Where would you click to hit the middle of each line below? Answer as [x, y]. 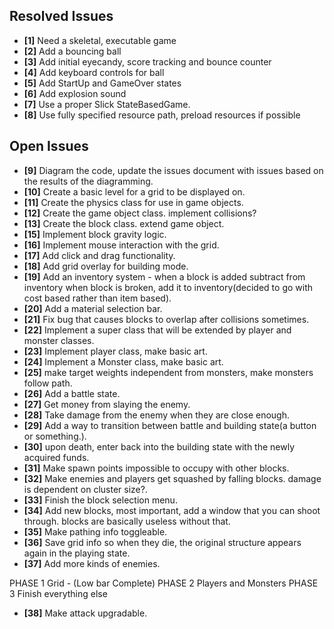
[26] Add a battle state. [72, 393]
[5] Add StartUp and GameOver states [102, 83]
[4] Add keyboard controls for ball [94, 72]
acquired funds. [56, 457]
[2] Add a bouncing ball [72, 51]
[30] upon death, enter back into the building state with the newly [159, 446]
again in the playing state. [77, 553]
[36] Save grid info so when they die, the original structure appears [162, 542]
